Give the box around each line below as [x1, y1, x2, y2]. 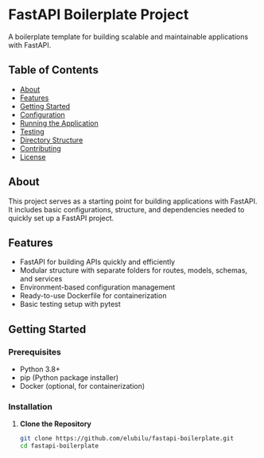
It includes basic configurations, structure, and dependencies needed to [8, 204, 245, 214]
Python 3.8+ [19, 364, 61, 375]
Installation [8, 401, 53, 412]
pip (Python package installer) [19, 373, 119, 382]
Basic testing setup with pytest [19, 300, 121, 309]
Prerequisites [8, 346, 61, 357]
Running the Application [19, 118, 99, 128]
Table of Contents [8, 64, 99, 77]
